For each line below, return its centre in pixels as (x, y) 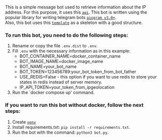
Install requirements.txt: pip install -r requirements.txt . (71, 127)
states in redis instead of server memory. (61, 82)
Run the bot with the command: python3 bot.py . (60, 132)
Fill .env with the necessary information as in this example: (71, 51)
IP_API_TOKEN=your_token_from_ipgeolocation (67, 87)
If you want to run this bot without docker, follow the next (74, 105)
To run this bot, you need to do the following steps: (67, 35)
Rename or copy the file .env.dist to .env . (55, 46)
